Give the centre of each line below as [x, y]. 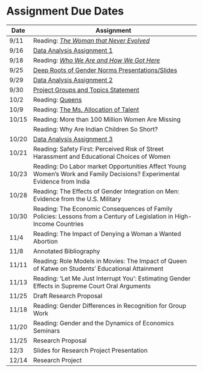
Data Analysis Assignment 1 [73, 50]
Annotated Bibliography [66, 251]
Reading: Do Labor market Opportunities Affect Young [109, 166]
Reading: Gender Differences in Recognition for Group [109, 305]
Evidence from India [62, 181]
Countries [70, 224]
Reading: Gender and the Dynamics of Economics [103, 323]
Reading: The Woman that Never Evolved [91, 41]
